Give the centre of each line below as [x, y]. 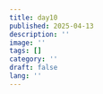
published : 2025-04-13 [51, 26]
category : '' [34, 59]
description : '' [39, 34]
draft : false [34, 68]
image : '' [28, 43]
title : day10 [34, 17]
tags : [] [26, 51]
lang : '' [26, 76]
